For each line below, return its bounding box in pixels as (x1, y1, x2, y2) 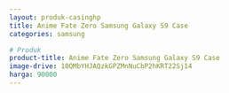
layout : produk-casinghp (9, 12, 101, 22)
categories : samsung (9, 29, 86, 38)
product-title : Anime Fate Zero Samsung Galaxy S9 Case (9, 54, 220, 63)
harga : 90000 (9, 70, 58, 80)
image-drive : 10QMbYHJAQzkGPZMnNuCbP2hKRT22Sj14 (9, 62, 193, 71)
